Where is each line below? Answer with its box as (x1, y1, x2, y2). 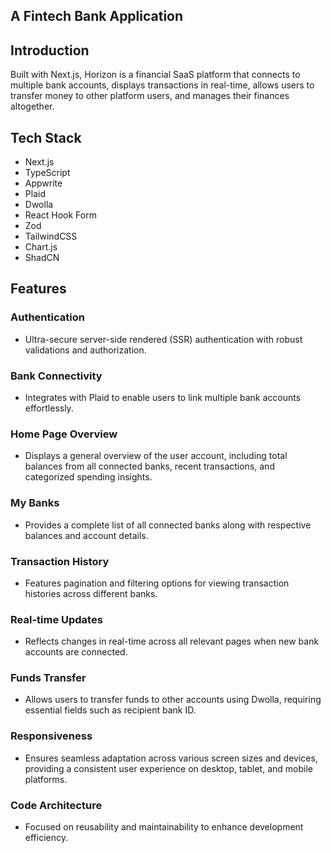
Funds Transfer (10, 671, 87, 685)
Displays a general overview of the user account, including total (24, 450, 288, 462)
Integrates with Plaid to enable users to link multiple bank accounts (24, 392, 302, 403)
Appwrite (24, 177, 63, 189)
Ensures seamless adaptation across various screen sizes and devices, (24, 752, 318, 764)
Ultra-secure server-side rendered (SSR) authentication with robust (24, 333, 303, 345)
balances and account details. (24, 529, 149, 541)
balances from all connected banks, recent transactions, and (24, 460, 275, 473)
